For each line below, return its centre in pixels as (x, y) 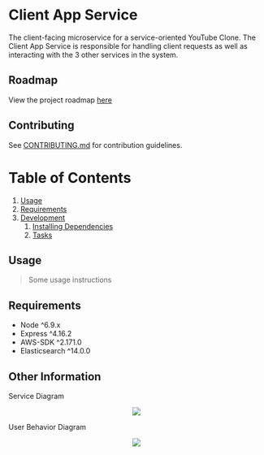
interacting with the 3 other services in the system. (93, 54)
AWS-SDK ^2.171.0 (51, 342)
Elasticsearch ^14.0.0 (55, 351)
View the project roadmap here (60, 100)
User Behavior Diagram (48, 427)
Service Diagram (37, 396)
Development (43, 218)
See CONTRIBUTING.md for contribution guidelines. (95, 145)
